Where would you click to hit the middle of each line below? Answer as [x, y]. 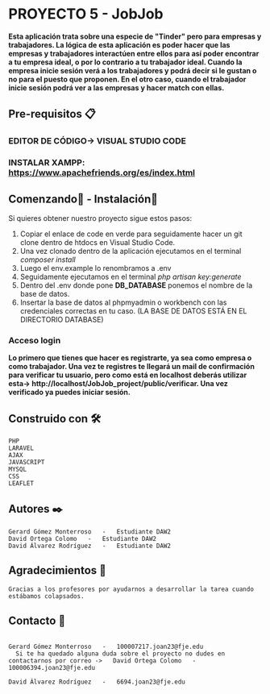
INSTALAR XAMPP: [47, 163]
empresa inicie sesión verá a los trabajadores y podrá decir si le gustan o [133, 70]
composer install [48, 260]
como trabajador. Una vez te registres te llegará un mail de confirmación [132, 367]
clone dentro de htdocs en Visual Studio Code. [98, 242]
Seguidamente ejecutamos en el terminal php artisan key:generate [131, 276]
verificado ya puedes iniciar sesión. [69, 393]
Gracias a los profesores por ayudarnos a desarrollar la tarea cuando [131, 589]
